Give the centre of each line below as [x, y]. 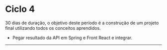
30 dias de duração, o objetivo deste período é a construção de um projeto [82, 23]
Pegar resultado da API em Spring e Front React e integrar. [72, 38]
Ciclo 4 [20, 9]
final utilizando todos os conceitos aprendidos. [53, 28]
